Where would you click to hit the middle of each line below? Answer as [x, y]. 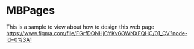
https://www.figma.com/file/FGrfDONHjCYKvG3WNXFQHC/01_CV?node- [97, 33]
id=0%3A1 [19, 39]
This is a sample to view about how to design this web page [80, 27]
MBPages [31, 10]
